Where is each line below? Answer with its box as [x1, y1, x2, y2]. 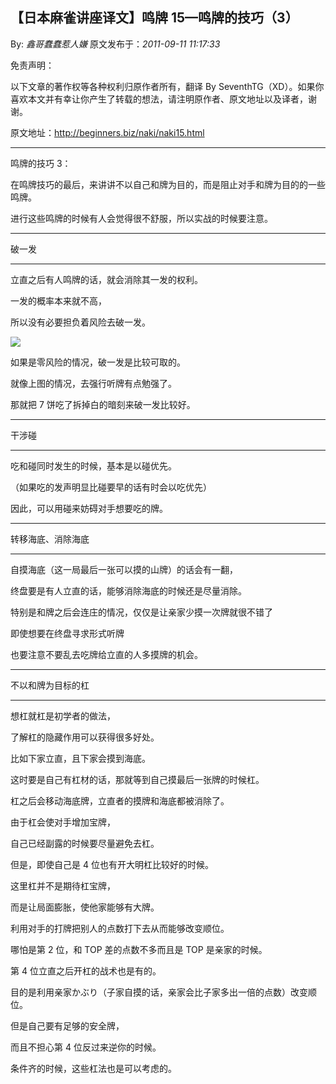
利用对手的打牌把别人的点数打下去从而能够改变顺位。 [10, 922, 230, 934]
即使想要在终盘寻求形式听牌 [10, 627, 125, 639]
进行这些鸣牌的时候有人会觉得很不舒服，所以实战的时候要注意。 [10, 212, 273, 224]
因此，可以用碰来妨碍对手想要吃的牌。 [10, 502, 168, 514]
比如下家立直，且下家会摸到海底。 [10, 752, 151, 764]
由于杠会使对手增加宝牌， [10, 816, 116, 828]
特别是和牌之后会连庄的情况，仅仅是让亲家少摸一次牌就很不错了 [10, 606, 273, 618]
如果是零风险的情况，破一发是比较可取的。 [10, 356, 186, 368]
